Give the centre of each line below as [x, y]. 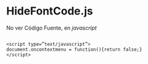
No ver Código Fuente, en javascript [52, 28]
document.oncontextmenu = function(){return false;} [74, 50]
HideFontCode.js [50, 11]
